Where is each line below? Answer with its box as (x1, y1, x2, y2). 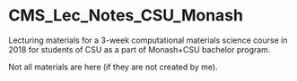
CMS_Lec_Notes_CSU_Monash (8, 5, 244, 26)
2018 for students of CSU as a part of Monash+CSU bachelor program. (8, 44, 271, 54)
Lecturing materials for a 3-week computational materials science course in (8, 35, 288, 45)
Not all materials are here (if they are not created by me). (8, 61, 218, 72)
